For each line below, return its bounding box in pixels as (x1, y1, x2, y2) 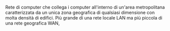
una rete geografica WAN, (5, 20, 60, 26)
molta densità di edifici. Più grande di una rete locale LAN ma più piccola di (5, 15, 163, 20)
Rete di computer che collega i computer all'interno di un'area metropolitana (5, 4, 165, 10)
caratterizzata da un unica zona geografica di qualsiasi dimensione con (5, 9, 155, 15)
